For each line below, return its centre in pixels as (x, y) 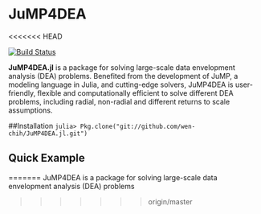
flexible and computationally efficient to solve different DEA (136, 93)
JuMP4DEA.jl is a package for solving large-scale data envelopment (122, 67)
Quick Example (47, 158)
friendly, (22, 93)
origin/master (170, 201)
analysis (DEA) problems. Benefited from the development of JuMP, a (123, 76)
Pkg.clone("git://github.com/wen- (138, 126)
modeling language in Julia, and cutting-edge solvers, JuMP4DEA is (121, 84)
